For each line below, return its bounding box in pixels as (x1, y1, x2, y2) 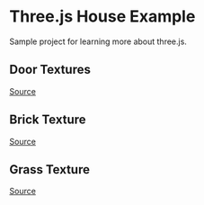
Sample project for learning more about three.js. (9, 36, 187, 47)
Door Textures (9, 62, 92, 77)
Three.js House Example (9, 6, 196, 27)
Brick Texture (9, 112, 86, 128)
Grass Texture (9, 162, 90, 177)
